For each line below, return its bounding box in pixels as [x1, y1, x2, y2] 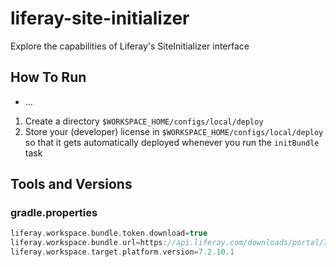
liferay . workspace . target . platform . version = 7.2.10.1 [10, 247, 235, 257]
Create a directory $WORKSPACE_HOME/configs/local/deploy [24, 115, 264, 127]
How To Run [10, 69, 87, 86]
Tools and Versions [10, 176, 133, 193]
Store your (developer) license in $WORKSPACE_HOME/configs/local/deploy [24, 125, 324, 137]
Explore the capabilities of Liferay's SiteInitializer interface [10, 40, 250, 52]
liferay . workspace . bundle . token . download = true [10, 228, 208, 239]
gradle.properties [10, 206, 98, 220]
